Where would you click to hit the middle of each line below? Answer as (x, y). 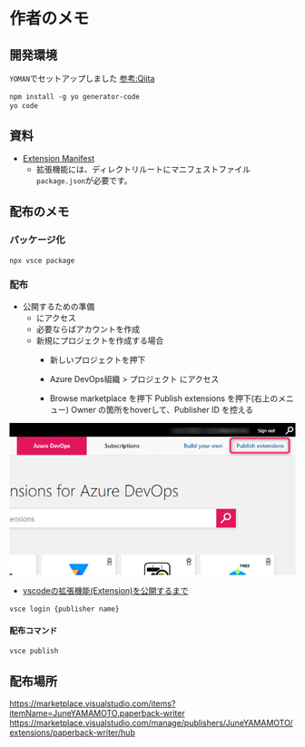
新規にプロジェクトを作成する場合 (100, 340)
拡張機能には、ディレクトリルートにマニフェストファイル (143, 169)
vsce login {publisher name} (64, 609)
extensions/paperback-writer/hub (73, 732)
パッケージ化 (37, 240)
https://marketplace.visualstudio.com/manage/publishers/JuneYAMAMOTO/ (151, 723)
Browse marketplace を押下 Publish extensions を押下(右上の (164, 398)
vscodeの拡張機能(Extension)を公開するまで (105, 591)
